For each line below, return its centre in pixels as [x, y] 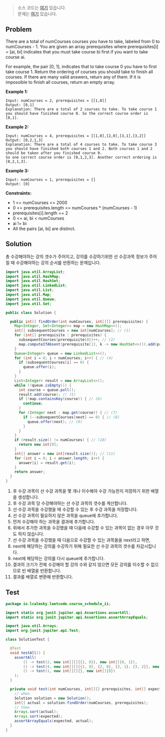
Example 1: [17, 91]
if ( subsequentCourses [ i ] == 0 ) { [54, 362]
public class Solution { [31, 313]
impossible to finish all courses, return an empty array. [60, 82]
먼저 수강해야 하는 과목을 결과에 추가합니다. [54, 521]
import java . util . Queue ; [31, 299]
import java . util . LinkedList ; [36, 286]
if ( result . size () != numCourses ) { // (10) [60, 440]
